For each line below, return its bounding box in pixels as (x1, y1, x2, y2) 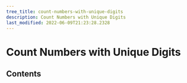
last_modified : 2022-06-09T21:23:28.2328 (6, 20, 110, 25)
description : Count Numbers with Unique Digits (6, 14, 126, 20)
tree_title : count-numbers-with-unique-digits (6, 8, 123, 15)
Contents (6, 69, 42, 79)
